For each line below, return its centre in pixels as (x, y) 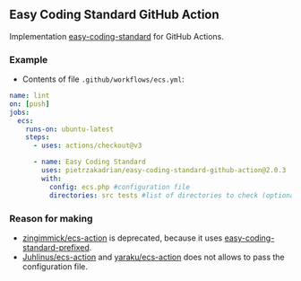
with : (52, 179)
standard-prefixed (56, 247)
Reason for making (51, 218)
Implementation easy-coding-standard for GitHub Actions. (116, 36)
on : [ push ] (30, 104)
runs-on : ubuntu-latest (70, 129)
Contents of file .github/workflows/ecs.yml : (103, 79)
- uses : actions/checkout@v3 (87, 146)
